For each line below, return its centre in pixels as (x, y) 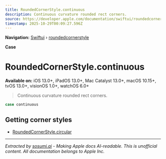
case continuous (22, 105)
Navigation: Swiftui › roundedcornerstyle (47, 38)
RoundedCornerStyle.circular (42, 132)
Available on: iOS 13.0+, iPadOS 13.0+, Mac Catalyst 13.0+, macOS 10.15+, (81, 81)
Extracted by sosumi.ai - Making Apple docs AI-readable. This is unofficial (81, 146)
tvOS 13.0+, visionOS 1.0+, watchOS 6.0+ (47, 86)
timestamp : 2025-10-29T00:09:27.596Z (44, 23)
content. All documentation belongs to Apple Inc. (55, 151)
